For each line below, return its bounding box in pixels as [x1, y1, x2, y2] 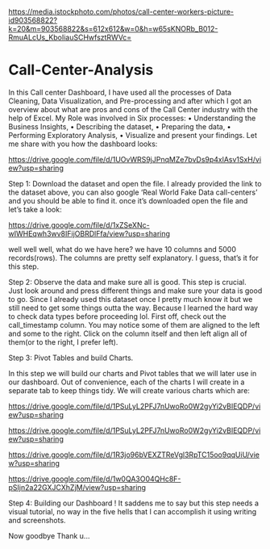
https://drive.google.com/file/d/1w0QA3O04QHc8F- [8, 474, 181, 484]
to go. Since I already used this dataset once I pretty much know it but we [8, 294, 253, 304]
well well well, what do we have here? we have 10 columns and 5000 [8, 244, 236, 254]
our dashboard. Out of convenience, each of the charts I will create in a [8, 377, 245, 387]
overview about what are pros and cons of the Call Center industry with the [8, 104, 258, 114]
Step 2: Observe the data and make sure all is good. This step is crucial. [8, 277, 247, 287]
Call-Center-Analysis [8, 61, 154, 79]
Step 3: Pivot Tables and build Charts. [8, 353, 134, 363]
